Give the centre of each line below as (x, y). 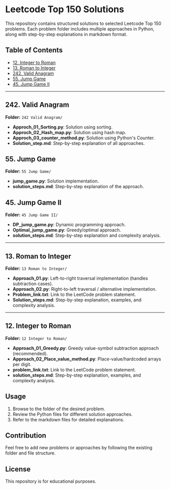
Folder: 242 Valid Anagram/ (34, 117)
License (18, 469)
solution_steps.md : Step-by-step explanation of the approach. (78, 187)
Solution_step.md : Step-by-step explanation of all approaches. (79, 143)
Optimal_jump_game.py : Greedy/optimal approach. (67, 230)
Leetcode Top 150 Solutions (65, 9)
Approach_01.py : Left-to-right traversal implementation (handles (80, 278)
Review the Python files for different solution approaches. (73, 414)
